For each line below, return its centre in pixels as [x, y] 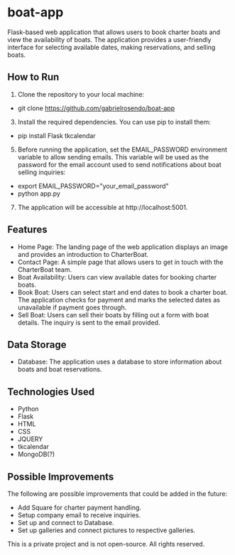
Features [27, 229]
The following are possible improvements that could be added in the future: [117, 494]
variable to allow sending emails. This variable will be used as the [113, 157]
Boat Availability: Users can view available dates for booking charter [117, 277]
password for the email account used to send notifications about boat [119, 164]
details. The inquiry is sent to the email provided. [89, 322]
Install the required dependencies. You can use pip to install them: [114, 122]
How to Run [33, 77]
